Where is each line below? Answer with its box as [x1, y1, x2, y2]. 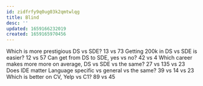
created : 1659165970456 [6, 31, 67, 37]
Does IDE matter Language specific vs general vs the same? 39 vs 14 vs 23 [6, 67, 195, 74]
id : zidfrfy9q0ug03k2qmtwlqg [6, 8, 80, 15]
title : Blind [6, 14, 39, 20]
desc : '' [6, 20, 28, 26]
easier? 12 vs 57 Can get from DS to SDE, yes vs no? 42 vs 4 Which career [6, 54, 193, 61]
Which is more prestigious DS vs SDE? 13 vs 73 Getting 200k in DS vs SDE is [6, 48, 198, 55]
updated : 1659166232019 [6, 25, 67, 32]
